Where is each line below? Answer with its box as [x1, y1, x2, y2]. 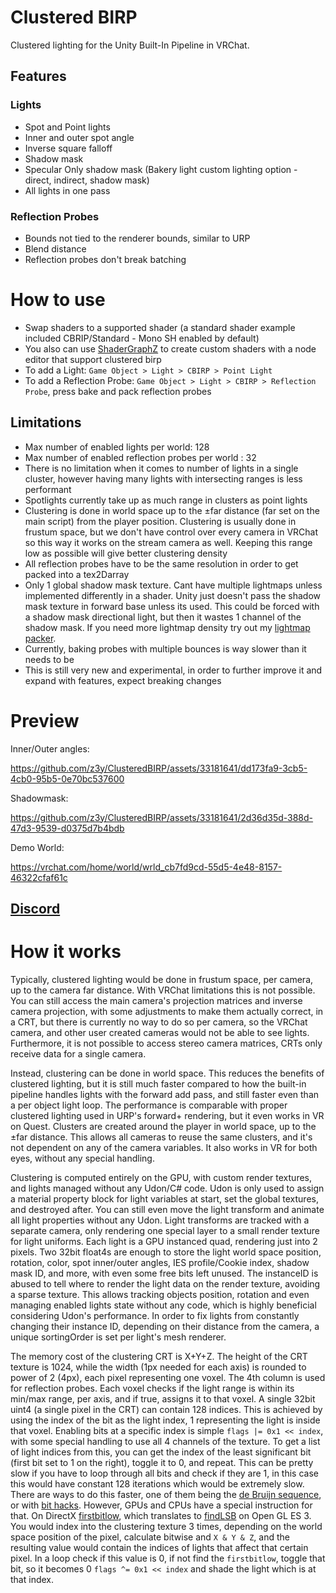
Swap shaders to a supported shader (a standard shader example [24, 321, 296, 333]
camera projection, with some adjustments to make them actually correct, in [10, 1005, 324, 1017]
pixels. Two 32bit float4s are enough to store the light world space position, [10, 1246, 322, 1258]
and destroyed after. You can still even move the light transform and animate [10, 1203, 325, 1215]
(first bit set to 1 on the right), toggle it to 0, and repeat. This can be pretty [10, 1456, 314, 1468]
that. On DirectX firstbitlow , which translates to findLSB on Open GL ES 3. [10, 1509, 312, 1521]
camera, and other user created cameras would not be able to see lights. [10, 1026, 310, 1038]
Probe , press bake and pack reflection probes [24, 385, 212, 397]
